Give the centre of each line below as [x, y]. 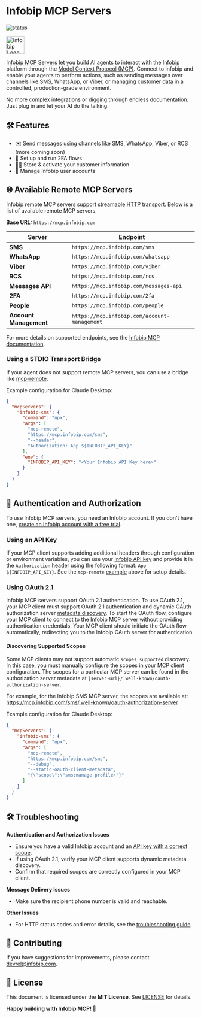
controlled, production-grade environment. [59, 87]
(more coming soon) [40, 152]
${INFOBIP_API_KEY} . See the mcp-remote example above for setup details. [96, 572]
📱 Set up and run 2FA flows [48, 158]
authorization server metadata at [46, 678]
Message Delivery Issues [38, 889]
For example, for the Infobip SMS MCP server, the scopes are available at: [97, 696]
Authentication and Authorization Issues [58, 834]
